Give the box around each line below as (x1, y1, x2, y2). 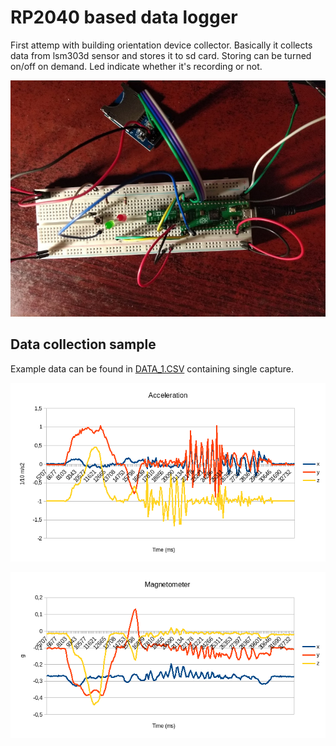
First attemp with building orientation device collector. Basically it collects (10, 39, 313, 51)
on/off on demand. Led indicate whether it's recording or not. (10, 60, 263, 72)
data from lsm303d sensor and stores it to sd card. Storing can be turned (10, 49, 312, 61)
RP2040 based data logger (10, 6, 238, 29)
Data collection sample (10, 336, 157, 353)
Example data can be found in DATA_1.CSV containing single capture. (10, 362, 295, 375)
